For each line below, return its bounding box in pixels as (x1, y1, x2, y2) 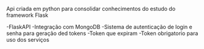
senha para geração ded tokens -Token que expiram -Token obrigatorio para (6, 30, 199, 37)
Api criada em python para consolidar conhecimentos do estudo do (6, 5, 175, 12)
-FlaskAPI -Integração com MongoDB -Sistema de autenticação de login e (6, 24, 193, 30)
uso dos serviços (6, 36, 50, 43)
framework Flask (6, 11, 49, 19)
